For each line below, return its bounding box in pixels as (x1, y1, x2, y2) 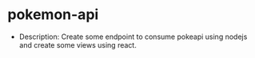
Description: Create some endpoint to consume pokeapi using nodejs (18, 32, 248, 41)
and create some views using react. (18, 40, 137, 49)
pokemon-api (7, 6, 99, 24)
